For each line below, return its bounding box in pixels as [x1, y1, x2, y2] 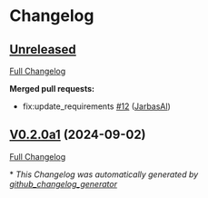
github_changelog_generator [9, 178, 118, 189]
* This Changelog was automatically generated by [9, 169, 199, 180]
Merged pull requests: [9, 84, 95, 94]
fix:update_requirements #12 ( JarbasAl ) [22, 101, 171, 112]
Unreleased [9, 42, 77, 57]
